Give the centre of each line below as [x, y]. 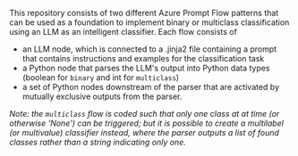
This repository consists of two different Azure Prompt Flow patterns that [144, 13]
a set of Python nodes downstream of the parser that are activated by [151, 87]
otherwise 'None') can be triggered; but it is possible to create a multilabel [147, 123]
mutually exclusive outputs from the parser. [102, 96]
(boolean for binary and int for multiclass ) [101, 78]
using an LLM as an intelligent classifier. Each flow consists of [123, 32]
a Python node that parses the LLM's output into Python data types [146, 68]
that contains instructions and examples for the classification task [143, 58]
